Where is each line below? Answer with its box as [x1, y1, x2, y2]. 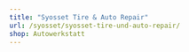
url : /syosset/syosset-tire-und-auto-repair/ [9, 21, 180, 30]
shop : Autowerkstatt [9, 29, 86, 38]
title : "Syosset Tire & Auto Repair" [9, 12, 149, 22]
